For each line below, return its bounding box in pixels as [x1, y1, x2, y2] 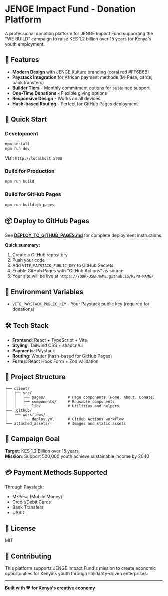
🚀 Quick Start [5, 115, 47, 124]
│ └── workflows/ [5, 412, 46, 417]
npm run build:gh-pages [5, 202, 55, 207]
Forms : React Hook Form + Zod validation [12, 358, 99, 364]
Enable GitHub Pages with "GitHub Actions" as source [12, 268, 124, 274]
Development [5, 130, 39, 137]
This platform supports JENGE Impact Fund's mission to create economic [5, 565, 156, 571]
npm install [5, 141, 30, 147]
